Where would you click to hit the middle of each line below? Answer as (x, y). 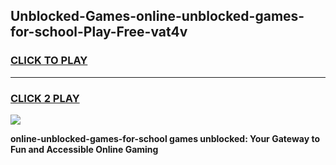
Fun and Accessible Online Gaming (84, 149)
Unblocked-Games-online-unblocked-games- (157, 16)
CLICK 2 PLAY (45, 98)
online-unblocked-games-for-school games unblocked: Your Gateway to (165, 138)
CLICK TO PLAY (49, 61)
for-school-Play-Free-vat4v (99, 32)
